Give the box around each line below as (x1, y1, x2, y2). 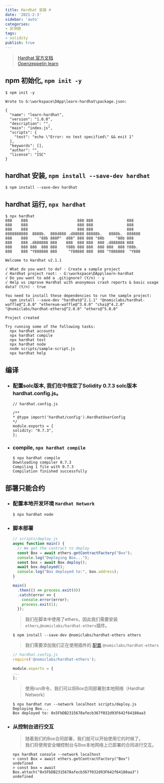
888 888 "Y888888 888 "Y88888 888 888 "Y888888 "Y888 (5, 249, 141, 254)
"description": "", (10, 121, 51, 126)
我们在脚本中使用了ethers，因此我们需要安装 (25, 616, 118, 622)
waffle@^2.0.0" (5, 302, 37, 307)
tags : (5, 31, 17, 36)
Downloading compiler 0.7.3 (12, 460, 71, 465)
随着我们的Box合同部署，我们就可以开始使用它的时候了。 (25, 736, 143, 742)
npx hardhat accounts (10, 329, 55, 334)
